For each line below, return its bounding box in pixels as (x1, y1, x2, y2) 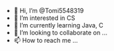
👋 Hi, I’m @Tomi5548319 (13, 7, 84, 14)
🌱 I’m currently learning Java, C (13, 21, 104, 29)
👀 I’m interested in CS (13, 14, 76, 22)
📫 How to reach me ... (13, 37, 78, 44)
